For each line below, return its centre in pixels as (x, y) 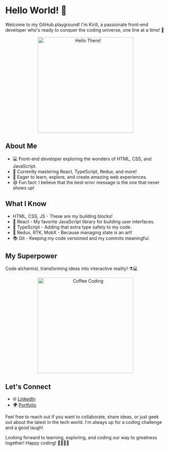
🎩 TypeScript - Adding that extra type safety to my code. (72, 227)
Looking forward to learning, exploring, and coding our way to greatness (81, 438)
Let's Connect (28, 386)
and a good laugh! (24, 428)
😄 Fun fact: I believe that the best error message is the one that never (86, 182)
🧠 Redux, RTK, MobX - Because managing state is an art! (72, 232)
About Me (21, 146)
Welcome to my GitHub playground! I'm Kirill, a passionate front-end (77, 24)
